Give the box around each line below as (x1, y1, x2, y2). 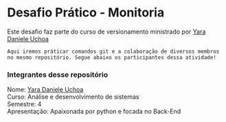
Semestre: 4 (7, 100, 42, 108)
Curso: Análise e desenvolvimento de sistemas (7, 93, 139, 101)
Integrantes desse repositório (7, 70, 109, 80)
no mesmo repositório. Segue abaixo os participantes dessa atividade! (7, 53, 216, 61)
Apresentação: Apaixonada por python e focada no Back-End (7, 108, 181, 116)
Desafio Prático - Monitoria (7, 5, 165, 21)
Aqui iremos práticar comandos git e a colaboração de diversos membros (7, 48, 220, 55)
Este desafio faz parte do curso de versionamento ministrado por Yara (7, 27, 206, 36)
